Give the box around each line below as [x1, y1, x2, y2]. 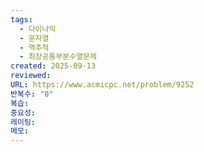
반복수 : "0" [10, 89, 54, 99]
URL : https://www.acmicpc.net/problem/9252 [10, 80, 195, 90]
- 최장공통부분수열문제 [19, 52, 98, 62]
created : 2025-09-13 [10, 61, 97, 71]
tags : [10, 14, 33, 25]
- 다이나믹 [19, 24, 57, 34]
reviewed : [10, 71, 52, 81]
